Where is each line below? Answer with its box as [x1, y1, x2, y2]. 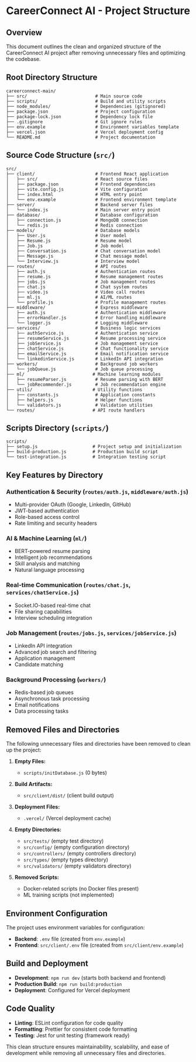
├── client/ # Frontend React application [6, 171, 169, 177]
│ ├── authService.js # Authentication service [6, 330, 159, 336]
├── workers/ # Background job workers [6, 361, 159, 367]
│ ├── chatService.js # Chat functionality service [6, 345, 169, 352]
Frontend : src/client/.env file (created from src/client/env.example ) [14, 941, 184, 949]
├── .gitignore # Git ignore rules [6, 119, 143, 124]
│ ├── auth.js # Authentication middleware [6, 309, 166, 315]
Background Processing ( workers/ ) [6, 675, 106, 683]
